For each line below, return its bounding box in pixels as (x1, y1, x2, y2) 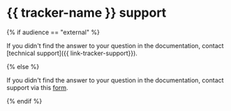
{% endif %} (6, 96, 43, 105)
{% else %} (6, 62, 40, 71)
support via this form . (6, 83, 68, 91)
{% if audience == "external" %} (6, 28, 100, 36)
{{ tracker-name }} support (6, 5, 167, 21)
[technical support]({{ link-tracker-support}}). (6, 49, 137, 57)
